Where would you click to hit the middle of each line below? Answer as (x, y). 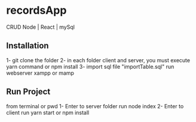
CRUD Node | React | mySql (40, 27)
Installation (27, 46)
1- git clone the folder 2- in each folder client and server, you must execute (98, 60)
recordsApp (36, 10)
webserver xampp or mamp (40, 73)
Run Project (28, 92)
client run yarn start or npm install (48, 112)
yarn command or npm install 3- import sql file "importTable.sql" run (90, 66)
